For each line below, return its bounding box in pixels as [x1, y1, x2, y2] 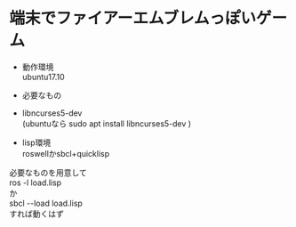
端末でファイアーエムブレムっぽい [9, 8, 257, 28]
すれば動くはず [9, 208, 64, 219]
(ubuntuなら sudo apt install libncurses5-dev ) [21, 118, 192, 129]
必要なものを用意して [9, 166, 87, 178]
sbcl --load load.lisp [9, 198, 83, 208]
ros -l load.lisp [9, 177, 62, 188]
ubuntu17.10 [21, 71, 65, 82]
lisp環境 [21, 137, 52, 148]
